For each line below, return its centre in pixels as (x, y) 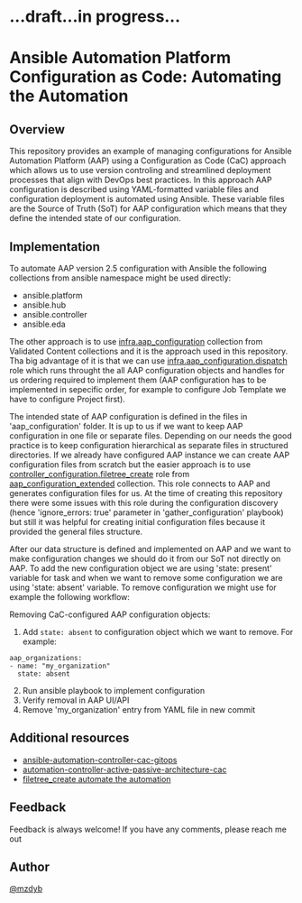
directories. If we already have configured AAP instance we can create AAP (150, 455)
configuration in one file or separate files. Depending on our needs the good (151, 436)
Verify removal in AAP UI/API (76, 700)
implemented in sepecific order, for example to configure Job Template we (148, 389)
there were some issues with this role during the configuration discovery (144, 503)
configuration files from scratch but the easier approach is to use (130, 465)
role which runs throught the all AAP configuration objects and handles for (147, 370)
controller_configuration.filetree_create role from (100, 474)
